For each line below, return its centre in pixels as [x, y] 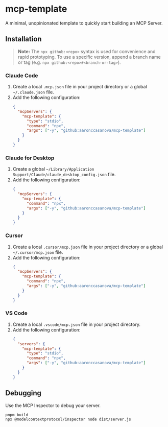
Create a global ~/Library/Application [53, 169]
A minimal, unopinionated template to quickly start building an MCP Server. [84, 23]
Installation [23, 39]
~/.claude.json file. [33, 92]
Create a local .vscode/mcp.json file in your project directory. [77, 324]
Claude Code [22, 76]
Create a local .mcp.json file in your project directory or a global [80, 87]
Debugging [23, 393]
